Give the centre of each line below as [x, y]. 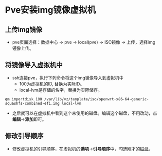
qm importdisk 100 [24, 99]
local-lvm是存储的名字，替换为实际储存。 [61, 90]
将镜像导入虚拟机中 [34, 65]
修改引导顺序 [24, 136]
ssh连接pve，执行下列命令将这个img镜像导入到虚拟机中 [68, 78]
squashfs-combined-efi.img [32, 103]
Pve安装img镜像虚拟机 [50, 10]
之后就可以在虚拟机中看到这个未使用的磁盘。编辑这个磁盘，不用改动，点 [84, 113]
